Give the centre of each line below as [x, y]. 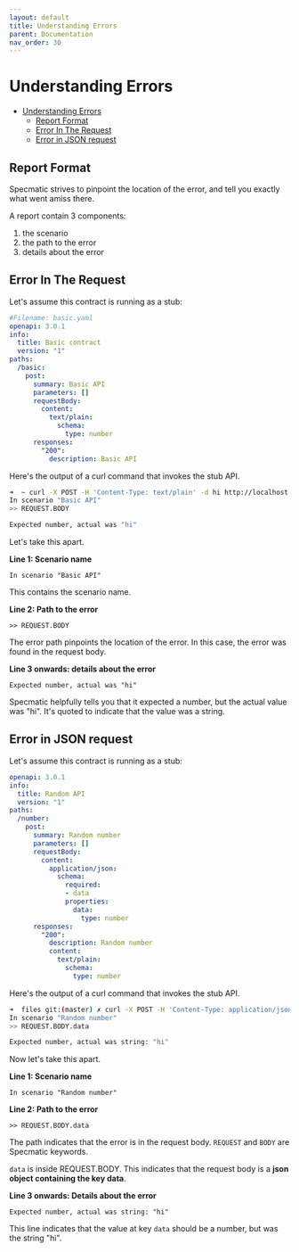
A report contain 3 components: [68, 216]
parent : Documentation [51, 34]
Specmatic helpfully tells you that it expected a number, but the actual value [148, 702]
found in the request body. [58, 652]
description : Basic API [93, 459]
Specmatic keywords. [49, 1152]
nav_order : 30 [36, 42]
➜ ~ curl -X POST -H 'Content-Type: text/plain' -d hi [115, 492]
